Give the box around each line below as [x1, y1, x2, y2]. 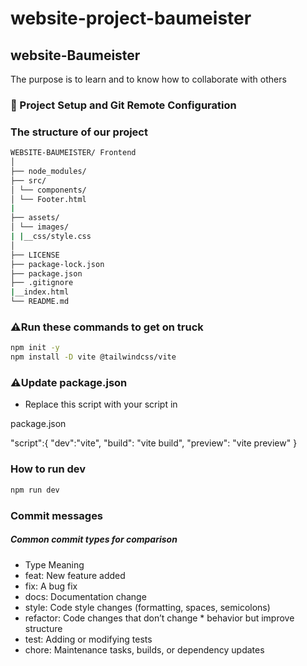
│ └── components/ [10, 185, 87, 195]
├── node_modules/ [10, 166, 87, 176]
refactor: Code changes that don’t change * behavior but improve [24, 612, 295, 624]
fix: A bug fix [24, 580, 78, 592]
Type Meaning [24, 558, 85, 571]
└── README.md [10, 297, 70, 307]
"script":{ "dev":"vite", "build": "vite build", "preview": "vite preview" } [10, 437, 298, 449]
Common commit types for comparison [10, 533, 178, 546]
